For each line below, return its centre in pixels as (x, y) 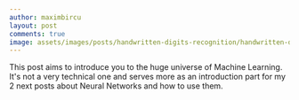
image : (21, 42)
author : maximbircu (45, 17)
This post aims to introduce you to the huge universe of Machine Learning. (146, 67)
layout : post (33, 26)
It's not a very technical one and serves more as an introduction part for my (148, 77)
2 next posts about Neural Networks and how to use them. (117, 86)
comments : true (37, 34)
